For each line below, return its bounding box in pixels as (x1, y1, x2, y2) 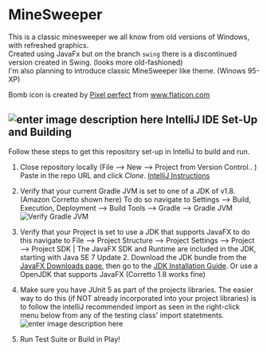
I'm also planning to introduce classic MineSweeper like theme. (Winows (8, 65, 246, 75)
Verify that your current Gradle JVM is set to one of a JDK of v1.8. (19, 186, 236, 196)
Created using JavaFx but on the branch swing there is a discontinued (8, 49, 238, 58)
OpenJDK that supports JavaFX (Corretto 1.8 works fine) (19, 269, 206, 279)
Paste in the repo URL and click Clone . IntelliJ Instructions (19, 170, 210, 180)
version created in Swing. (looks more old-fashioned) (8, 57, 183, 67)
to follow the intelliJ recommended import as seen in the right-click (19, 302, 241, 311)
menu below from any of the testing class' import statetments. (19, 310, 225, 320)
